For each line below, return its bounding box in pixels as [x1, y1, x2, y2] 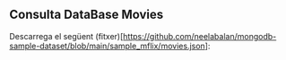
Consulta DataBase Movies [9, 7, 164, 22]
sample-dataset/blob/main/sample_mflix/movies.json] [9, 40, 209, 51]
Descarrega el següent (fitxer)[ [9, 30, 124, 41]
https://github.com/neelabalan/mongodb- [122, 30, 277, 41]
